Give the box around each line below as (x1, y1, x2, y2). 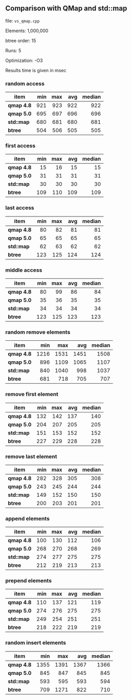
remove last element (5, 453, 57, 460)
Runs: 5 (5, 47, 21, 53)
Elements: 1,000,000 (5, 28, 49, 34)
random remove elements (5, 329, 71, 336)
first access (5, 142, 36, 149)
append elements (5, 515, 50, 522)
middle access (5, 266, 42, 273)
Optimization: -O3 (5, 57, 43, 63)
